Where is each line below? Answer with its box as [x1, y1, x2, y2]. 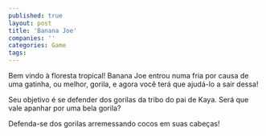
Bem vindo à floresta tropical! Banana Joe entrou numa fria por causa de [8, 71, 249, 80]
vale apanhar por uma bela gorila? [8, 103, 121, 113]
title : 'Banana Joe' [8, 26, 78, 34]
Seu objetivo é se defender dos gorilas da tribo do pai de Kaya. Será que [8, 95, 249, 104]
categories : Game [8, 42, 67, 50]
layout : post [8, 19, 52, 27]
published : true [8, 11, 63, 20]
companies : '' [8, 34, 56, 42]
